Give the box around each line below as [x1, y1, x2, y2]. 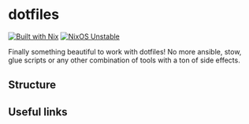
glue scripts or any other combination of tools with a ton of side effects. [8, 55, 240, 65]
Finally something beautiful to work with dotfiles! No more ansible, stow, [8, 47, 242, 56]
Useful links [8, 105, 69, 118]
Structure [8, 78, 57, 92]
